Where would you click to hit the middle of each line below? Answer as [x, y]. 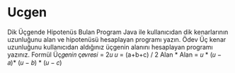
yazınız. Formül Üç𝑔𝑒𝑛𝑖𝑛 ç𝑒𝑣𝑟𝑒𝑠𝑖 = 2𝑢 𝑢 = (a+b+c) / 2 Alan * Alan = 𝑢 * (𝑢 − [114, 55]
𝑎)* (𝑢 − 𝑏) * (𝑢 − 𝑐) [35, 62]
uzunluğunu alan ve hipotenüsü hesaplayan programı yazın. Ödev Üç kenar [117, 39]
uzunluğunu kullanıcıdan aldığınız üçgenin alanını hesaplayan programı [110, 47]
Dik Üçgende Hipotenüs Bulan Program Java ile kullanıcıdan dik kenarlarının [118, 32]
